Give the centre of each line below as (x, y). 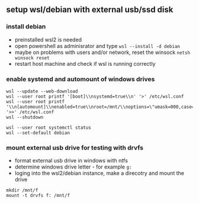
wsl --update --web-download (42, 91)
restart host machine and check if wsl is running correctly (85, 63)
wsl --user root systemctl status (49, 128)
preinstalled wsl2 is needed (48, 39)
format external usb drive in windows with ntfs (71, 161)
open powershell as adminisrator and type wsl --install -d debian (97, 46)
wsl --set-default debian (38, 133)
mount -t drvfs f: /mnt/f (38, 196)
